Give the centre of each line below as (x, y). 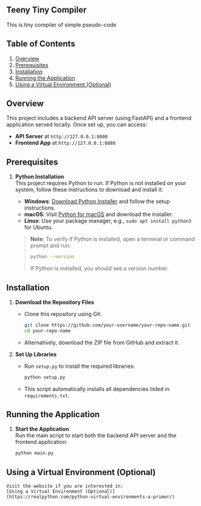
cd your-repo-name (47, 331)
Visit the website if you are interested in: (65, 487)
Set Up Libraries (36, 354)
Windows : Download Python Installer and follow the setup (97, 202)
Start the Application (42, 429)
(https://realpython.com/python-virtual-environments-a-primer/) (90, 497)
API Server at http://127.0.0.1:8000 (61, 136)
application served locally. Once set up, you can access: (77, 125)
